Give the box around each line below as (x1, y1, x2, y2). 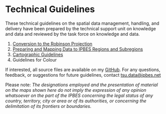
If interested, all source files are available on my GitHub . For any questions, (5, 67, 160, 73)
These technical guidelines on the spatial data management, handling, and (5, 20, 159, 26)
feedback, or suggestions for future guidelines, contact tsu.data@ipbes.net (5, 72, 161, 78)
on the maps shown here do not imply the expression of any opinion (5, 87, 147, 93)
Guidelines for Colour (12, 56, 57, 63)
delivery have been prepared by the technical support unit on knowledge (5, 25, 156, 31)
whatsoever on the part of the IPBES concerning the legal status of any (5, 92, 153, 98)
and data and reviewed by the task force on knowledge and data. (5, 31, 140, 37)
